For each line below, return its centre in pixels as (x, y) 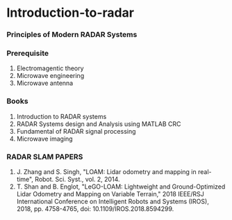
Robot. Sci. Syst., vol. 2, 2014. (77, 179)
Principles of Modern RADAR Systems (72, 35)
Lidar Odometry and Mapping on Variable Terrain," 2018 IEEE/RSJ (110, 194)
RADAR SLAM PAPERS (45, 157)
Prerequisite (28, 54)
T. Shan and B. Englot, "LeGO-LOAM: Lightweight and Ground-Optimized (121, 187)
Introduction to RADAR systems (61, 116)
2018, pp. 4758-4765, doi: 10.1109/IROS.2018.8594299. (95, 209)
